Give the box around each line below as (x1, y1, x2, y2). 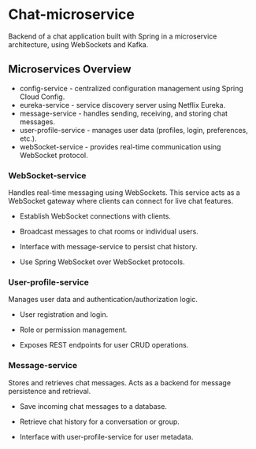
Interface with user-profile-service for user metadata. (19, 432, 194, 441)
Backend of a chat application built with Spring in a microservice (8, 31, 217, 41)
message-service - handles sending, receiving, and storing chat (19, 109, 228, 118)
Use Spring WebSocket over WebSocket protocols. (19, 257, 185, 267)
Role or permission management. (19, 325, 128, 335)
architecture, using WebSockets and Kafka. (8, 39, 149, 49)
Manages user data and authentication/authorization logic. (8, 295, 198, 304)
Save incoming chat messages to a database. (19, 401, 168, 410)
